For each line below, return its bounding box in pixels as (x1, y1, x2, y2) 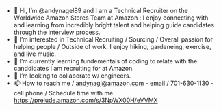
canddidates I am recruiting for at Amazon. (13, 65, 135, 72)
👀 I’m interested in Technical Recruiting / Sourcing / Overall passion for (13, 35, 213, 44)
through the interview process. (13, 28, 101, 36)
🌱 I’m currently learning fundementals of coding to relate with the (13, 57, 198, 65)
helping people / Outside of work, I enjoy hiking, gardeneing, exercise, (13, 43, 211, 50)
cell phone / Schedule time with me (13, 89, 114, 97)
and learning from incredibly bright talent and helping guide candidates (13, 21, 214, 29)
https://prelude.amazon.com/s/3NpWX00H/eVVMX (13, 96, 159, 104)
